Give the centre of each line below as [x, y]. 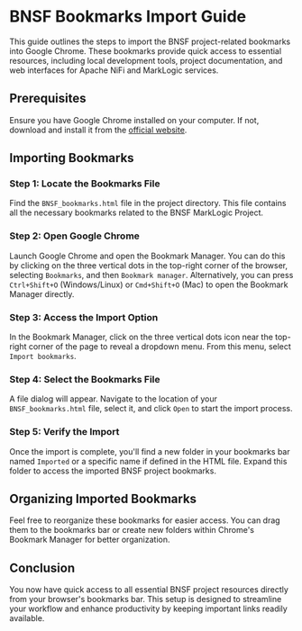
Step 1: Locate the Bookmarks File [85, 184]
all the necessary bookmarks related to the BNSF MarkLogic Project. [137, 212]
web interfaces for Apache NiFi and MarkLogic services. [114, 70]
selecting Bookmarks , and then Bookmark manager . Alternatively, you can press [151, 275]
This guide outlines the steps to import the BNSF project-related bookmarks [150, 41]
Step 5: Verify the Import [64, 432]
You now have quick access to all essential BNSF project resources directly [149, 590]
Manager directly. [42, 293]
